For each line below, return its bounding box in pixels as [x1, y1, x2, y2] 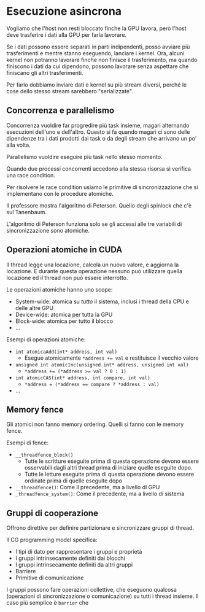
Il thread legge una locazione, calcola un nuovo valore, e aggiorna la [6, 261, 179, 268]
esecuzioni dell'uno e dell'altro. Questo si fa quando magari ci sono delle [6, 128, 190, 136]
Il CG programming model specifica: [6, 536, 98, 544]
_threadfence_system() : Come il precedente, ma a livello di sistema [15, 490, 185, 498]
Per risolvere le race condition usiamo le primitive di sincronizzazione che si [6, 183, 198, 191]
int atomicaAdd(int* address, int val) [15, 349, 118, 355]
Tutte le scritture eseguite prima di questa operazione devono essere [24, 457, 199, 465]
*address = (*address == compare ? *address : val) [24, 381, 160, 387]
